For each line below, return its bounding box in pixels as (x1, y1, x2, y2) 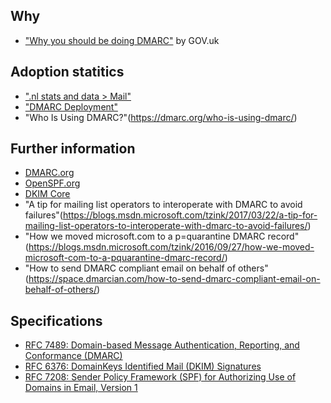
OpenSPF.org (24, 177, 81, 189)
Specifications (10, 312, 103, 329)
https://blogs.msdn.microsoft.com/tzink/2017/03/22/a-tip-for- (62, 209, 318, 221)
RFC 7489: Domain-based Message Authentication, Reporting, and (24, 339, 300, 351)
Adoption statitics (10, 64, 125, 81)
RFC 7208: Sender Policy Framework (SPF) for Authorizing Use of (24, 371, 297, 383)
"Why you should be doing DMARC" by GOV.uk (24, 34, 220, 46)
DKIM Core (24, 188, 71, 200)
